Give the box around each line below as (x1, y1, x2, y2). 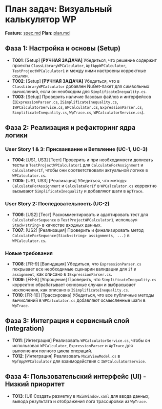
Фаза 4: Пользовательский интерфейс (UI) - (5, 372, 146, 381)
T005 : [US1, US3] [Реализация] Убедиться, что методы (12, 178, 127, 184)
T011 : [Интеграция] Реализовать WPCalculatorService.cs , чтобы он (12, 337, 150, 343)
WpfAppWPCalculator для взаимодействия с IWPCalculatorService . (12, 358, 146, 364)
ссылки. (12, 72, 29, 79)
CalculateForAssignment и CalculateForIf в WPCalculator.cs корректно (12, 183, 157, 189)
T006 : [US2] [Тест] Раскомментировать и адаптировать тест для (12, 212, 148, 217)
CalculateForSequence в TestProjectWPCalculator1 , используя (12, 217, 138, 222)
